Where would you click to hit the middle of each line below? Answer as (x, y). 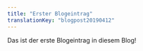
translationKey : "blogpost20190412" (61, 20)
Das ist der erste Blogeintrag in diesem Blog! (72, 40)
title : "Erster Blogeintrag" (50, 14)
